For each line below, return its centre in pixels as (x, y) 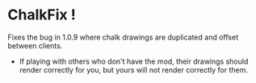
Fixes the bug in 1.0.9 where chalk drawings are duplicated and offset (123, 37)
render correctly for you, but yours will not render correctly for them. (133, 69)
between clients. (35, 45)
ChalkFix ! (42, 15)
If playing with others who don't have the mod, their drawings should (134, 61)
